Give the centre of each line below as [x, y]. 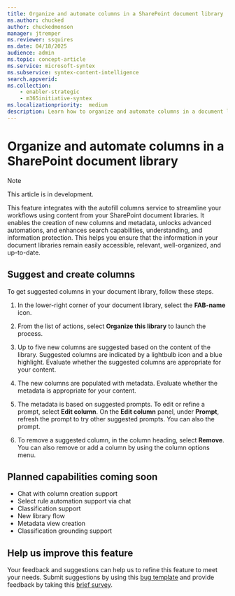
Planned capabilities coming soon [83, 476]
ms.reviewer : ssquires [40, 40]
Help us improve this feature [70, 553]
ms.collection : [29, 86]
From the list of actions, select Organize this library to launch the [112, 326]
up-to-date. [24, 252]
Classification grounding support [65, 531]
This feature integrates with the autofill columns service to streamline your [114, 208]
